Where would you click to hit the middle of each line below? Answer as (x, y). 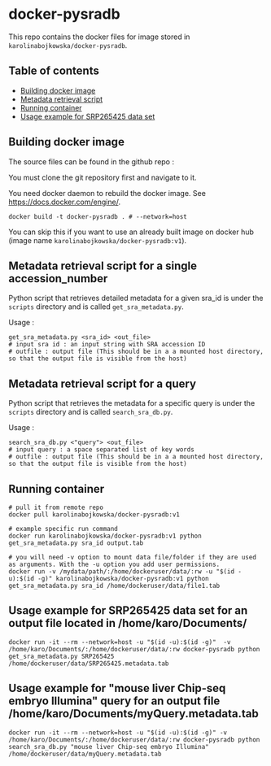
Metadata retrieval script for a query (103, 383)
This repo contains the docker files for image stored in (99, 37)
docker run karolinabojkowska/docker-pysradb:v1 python (105, 536)
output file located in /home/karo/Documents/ (128, 623)
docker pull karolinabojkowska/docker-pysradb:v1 (94, 515)
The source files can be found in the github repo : (92, 161)
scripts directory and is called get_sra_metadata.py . (96, 307)
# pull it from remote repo (56, 507)
